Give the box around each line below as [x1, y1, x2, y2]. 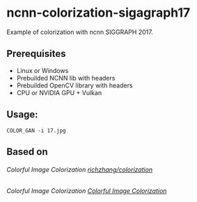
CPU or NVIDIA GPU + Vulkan [16, 88, 102, 96]
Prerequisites [6, 48, 66, 60]
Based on [6, 146, 48, 158]
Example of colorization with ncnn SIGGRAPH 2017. [6, 28, 154, 36]
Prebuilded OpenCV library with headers [16, 81, 133, 90]
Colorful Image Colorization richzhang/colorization [6, 165, 153, 174]
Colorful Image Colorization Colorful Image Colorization [6, 187, 167, 195]
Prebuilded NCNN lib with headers [16, 74, 116, 82]
